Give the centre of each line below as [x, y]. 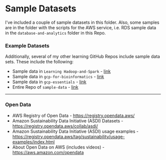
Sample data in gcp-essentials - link [49, 82]
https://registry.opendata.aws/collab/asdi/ [55, 126]
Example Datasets [27, 46]
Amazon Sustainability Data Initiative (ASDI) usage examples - [75, 131]
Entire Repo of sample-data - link [45, 87]
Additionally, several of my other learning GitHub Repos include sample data [83, 56]
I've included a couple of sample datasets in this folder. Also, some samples [82, 22]
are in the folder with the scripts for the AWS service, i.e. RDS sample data [81, 27]
